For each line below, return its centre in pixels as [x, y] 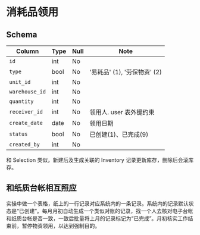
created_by [24, 144]
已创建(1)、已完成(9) [119, 134]
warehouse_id [28, 92]
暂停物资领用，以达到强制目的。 [61, 225]
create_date [26, 123]
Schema [22, 34]
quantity [21, 101]
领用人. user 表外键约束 [122, 112]
